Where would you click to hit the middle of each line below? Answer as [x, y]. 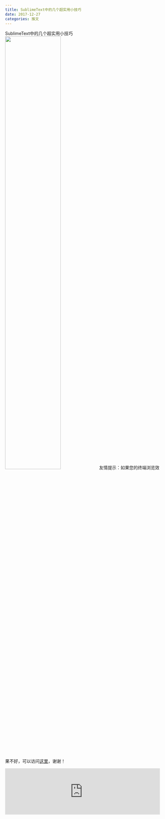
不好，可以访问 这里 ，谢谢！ [37, 761]
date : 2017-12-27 [23, 14]
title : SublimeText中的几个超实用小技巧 [43, 10]
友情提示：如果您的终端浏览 [127, 468]
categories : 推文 [22, 19]
